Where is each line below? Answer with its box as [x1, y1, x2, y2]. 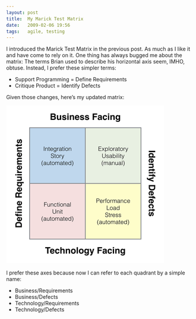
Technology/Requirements [14, 300, 80, 307]
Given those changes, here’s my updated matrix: [6, 94, 125, 101]
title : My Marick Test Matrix [6, 15, 84, 22]
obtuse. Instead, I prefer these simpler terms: [6, 64, 117, 71]
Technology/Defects [14, 306, 65, 313]
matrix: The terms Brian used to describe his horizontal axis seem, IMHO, [6, 58, 185, 65]
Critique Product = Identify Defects [14, 82, 101, 89]
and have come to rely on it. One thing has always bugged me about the [6, 52, 182, 59]
